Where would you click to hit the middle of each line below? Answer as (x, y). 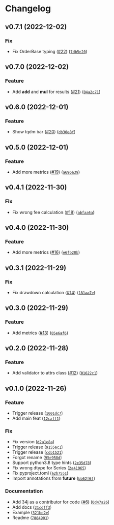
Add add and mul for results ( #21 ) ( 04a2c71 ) (56, 92)
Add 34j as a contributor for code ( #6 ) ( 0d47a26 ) (61, 502)
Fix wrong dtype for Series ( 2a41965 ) (49, 468)
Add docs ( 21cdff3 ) (32, 507)
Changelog (28, 9)
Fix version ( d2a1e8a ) (33, 442)
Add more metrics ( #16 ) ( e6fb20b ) (46, 252)
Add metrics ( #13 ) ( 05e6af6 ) (40, 333)
